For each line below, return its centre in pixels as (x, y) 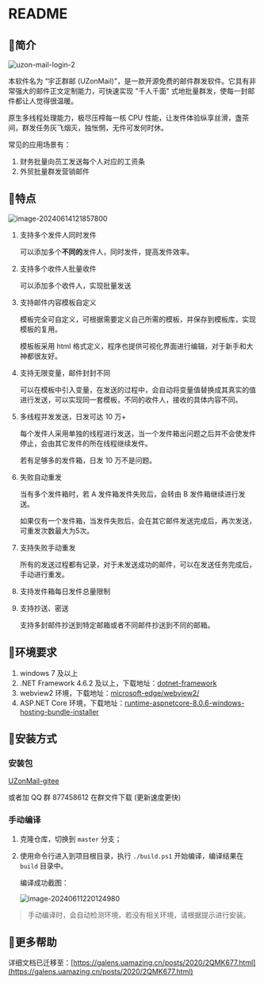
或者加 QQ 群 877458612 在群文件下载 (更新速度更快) (95, 797)
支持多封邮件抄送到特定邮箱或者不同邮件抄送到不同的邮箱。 (117, 625)
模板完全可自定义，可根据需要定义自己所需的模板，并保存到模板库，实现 (138, 319)
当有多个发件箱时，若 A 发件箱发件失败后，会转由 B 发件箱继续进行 (129, 494)
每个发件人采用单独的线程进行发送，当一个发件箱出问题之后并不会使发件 (138, 433)
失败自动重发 (40, 477)
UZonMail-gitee (34, 781)
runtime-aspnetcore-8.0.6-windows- (184, 703)
